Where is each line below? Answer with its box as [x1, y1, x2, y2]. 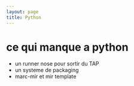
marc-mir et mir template [14, 73, 77, 80]
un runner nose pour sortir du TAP [14, 60, 100, 67]
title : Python [6, 14, 42, 20]
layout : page [6, 8, 39, 15]
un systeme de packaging [14, 67, 79, 74]
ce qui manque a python [6, 40, 129, 54]
